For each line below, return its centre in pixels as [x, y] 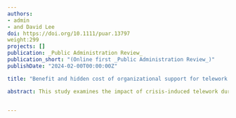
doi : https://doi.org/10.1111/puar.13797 [69, 33]
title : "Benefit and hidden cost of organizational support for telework [118, 79]
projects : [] [26, 46]
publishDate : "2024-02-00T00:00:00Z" [63, 66]
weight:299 [23, 40]
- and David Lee [31, 27]
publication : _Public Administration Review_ [75, 53]
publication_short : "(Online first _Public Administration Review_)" [111, 60]
